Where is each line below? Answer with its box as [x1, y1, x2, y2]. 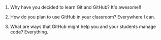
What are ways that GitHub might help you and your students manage [10, 23, 156, 29]
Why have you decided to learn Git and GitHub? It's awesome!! [10, 4, 142, 10]
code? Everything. [10, 29, 48, 34]
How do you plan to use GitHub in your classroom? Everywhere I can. [10, 14, 155, 19]
